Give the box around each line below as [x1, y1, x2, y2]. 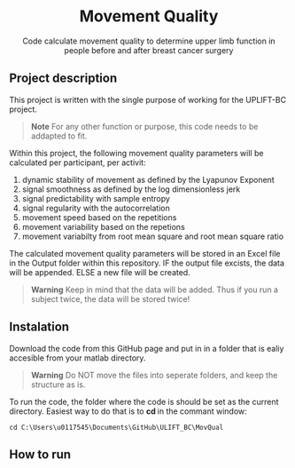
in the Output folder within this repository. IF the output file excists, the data [9, 258, 285, 268]
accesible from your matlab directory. [9, 353, 146, 363]
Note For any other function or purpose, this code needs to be [30, 121, 259, 131]
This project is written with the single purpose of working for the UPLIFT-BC [9, 94, 286, 105]
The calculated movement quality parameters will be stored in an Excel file [9, 248, 281, 258]
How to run [9, 447, 72, 462]
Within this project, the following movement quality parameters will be [9, 147, 264, 158]
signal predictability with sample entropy [21, 193, 171, 203]
